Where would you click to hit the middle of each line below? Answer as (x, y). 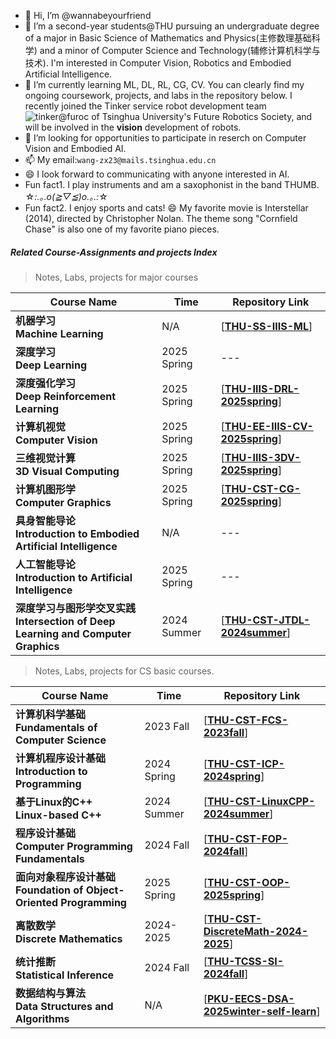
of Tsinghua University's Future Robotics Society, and (202, 116)
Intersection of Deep (65, 621)
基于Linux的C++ (54, 802)
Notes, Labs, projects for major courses (116, 277)
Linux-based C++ (58, 815)
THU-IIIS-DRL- (262, 388)
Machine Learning (59, 333)
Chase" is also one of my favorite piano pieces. (122, 229)
